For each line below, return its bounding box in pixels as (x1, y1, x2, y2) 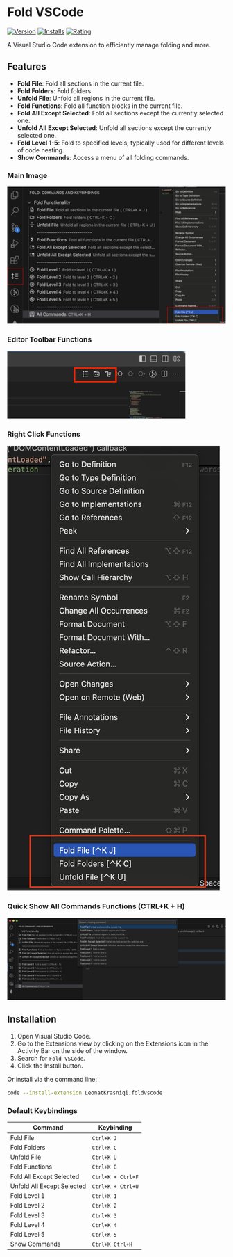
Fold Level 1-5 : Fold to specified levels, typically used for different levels (17, 138, 224, 147)
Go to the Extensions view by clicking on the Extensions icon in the (17, 1039, 209, 1048)
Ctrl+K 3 (92, 1212, 117, 1219)
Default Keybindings (7, 1105, 78, 1115)
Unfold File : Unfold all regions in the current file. (17, 94, 155, 102)
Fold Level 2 (10, 1201, 45, 1210)
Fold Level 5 (10, 1231, 45, 1239)
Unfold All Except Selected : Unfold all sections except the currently (17, 123, 212, 132)
